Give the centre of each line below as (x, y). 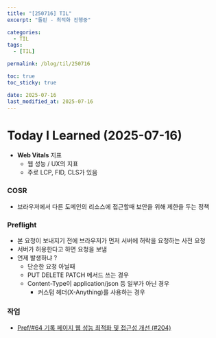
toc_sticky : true (32, 82)
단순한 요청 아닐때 (51, 266)
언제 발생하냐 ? (37, 258)
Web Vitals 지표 (39, 155)
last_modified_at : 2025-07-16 (50, 101)
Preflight (22, 225)
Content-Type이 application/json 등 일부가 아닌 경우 (98, 283)
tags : (15, 45)
